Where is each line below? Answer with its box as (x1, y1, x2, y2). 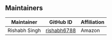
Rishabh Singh (7, 27, 41, 34)
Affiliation (80, 18, 105, 25)
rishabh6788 (45, 27, 76, 34)
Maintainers (5, 4, 43, 12)
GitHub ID (49, 18, 73, 25)
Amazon (80, 27, 100, 34)
